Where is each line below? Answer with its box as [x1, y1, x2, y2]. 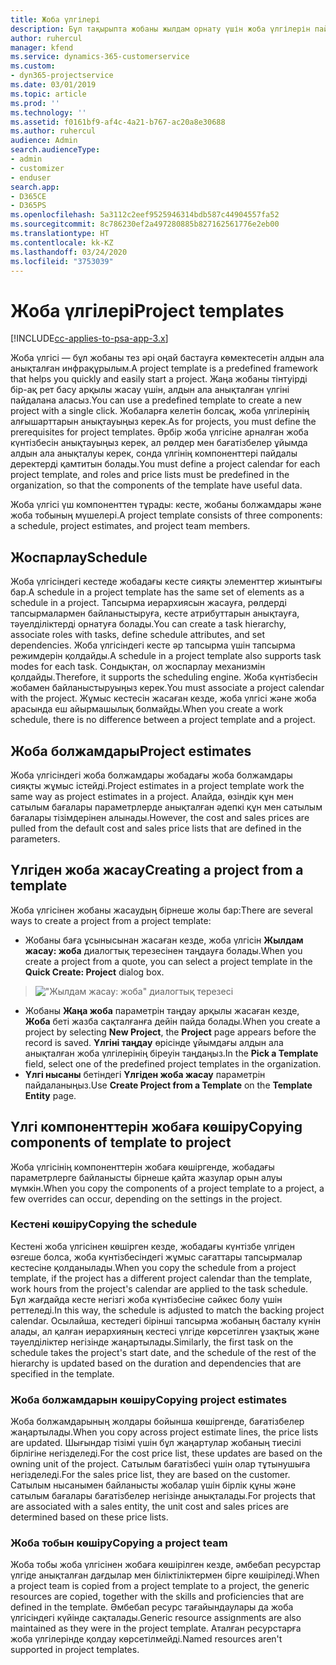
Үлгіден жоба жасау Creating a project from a [10, 862, 304, 879]
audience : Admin [10, 136, 78, 146]
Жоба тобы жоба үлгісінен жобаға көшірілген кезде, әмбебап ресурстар [10, 1559, 321, 1571]
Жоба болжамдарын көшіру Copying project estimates [10, 1392, 288, 1406]
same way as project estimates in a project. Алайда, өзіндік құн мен [10, 790, 294, 802]
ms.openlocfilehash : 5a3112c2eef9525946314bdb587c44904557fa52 [10, 210, 280, 220]
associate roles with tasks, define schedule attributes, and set [10, 629, 265, 641]
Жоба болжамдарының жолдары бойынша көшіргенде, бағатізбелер [10, 1416, 305, 1428]
